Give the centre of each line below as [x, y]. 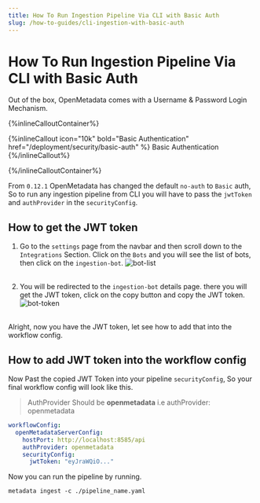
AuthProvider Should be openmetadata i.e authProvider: [119, 402]
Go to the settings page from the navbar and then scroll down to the [130, 246]
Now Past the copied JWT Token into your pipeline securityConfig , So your [130, 379]
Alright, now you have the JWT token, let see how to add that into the [120, 327]
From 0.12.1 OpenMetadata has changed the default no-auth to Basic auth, [130, 186]
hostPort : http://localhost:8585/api [84, 440]
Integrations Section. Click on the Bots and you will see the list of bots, [135, 255]
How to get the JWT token [73, 228]
